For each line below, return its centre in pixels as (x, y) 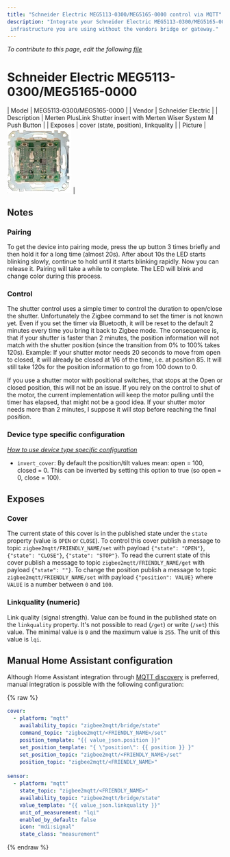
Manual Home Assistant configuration (90, 660)
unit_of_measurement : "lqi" (59, 812)
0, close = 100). (39, 478)
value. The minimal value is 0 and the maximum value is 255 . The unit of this (114, 632)
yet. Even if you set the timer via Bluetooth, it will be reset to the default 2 (110, 323)
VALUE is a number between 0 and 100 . (60, 585)
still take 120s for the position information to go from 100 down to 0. (102, 367)
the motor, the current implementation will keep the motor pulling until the (111, 395)
